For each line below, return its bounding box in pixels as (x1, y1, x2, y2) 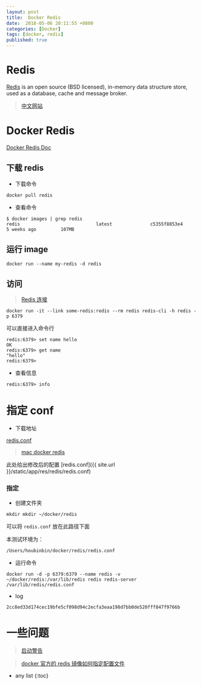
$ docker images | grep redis (6, 216, 83, 222)
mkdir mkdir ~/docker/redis (6, 511, 78, 517)
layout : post (6, 8, 39, 15)
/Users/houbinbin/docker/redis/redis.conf (6, 547, 115, 553)
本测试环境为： (6, 535, 44, 543)
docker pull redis (6, 192, 53, 198)
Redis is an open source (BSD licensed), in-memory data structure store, (6, 83, 188, 90)
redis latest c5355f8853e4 (6, 221, 183, 227)
